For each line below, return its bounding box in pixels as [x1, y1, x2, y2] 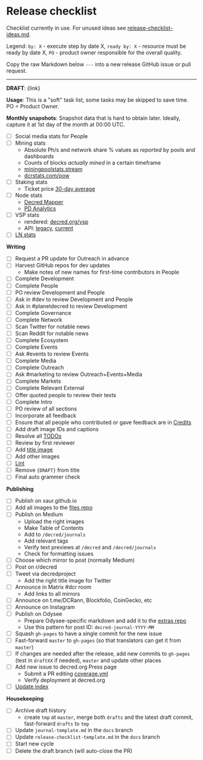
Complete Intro [14, 398, 53, 405]
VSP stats [14, 211, 40, 219]
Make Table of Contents [24, 524, 84, 531]
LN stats [14, 231, 36, 239]
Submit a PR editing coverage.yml [24, 670, 109, 678]
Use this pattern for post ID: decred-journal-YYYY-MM [24, 623, 155, 630]
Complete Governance [14, 309, 71, 316]
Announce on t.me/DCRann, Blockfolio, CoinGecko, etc [14, 596, 152, 604]
